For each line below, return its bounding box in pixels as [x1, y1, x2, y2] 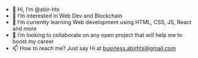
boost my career [12, 38, 54, 45]
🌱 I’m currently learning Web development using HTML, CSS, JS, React [12, 19, 192, 25]
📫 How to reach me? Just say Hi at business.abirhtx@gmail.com [12, 45, 177, 51]
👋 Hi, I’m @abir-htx [12, 6, 60, 13]
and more [12, 25, 37, 32]
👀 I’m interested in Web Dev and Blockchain [12, 12, 123, 19]
